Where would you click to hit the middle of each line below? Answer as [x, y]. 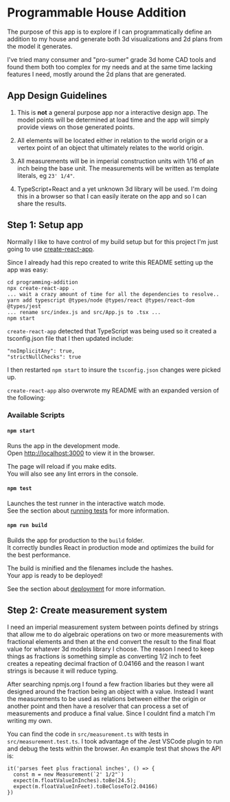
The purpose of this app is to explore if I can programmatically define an [109, 32]
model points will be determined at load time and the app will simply [113, 120]
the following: [26, 397]
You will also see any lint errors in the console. [73, 474]
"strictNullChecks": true [44, 357]
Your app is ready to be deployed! [55, 576]
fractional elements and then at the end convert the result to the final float [112, 641]
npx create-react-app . [41, 288]
